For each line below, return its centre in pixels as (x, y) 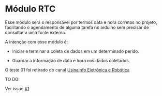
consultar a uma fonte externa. (36, 32)
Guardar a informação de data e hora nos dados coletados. (71, 60)
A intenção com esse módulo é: (37, 41)
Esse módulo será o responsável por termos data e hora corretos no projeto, (81, 22)
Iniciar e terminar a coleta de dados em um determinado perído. (75, 51)
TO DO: (13, 79)
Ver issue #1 (17, 88)
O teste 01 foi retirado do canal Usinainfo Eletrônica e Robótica (67, 70)
